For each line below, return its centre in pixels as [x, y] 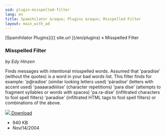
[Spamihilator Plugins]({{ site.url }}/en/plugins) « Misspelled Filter [72, 38]
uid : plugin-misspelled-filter [38, 10]
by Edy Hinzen [20, 61]
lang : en [14, 14]
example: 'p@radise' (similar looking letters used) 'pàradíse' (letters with [79, 81]
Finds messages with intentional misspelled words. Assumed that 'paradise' [83, 71]
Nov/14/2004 [26, 128]
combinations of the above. [33, 103]
